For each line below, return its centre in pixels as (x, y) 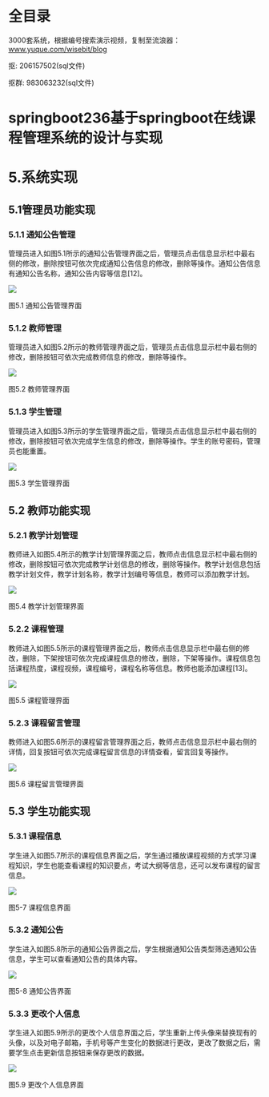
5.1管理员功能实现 (52, 209)
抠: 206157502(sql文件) (47, 66)
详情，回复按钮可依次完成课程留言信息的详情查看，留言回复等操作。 (120, 751)
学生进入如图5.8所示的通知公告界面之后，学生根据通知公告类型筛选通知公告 (133, 949)
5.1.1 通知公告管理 (42, 235)
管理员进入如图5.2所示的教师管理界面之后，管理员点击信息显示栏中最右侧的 (133, 347)
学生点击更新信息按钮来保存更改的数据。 (82, 1053)
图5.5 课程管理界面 (39, 700)
